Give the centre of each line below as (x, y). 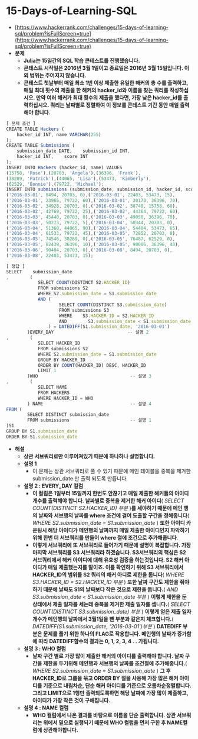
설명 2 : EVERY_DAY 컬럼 (53, 486)
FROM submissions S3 (84, 310)
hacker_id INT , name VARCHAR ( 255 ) (59, 134)
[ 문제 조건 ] (21, 123)
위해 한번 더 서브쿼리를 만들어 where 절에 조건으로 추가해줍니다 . (105, 537)
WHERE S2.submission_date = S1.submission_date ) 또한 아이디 (109, 522)
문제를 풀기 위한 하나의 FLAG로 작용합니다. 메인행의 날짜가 (110, 634)
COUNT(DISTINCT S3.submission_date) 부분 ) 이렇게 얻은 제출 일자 (112, 611)
